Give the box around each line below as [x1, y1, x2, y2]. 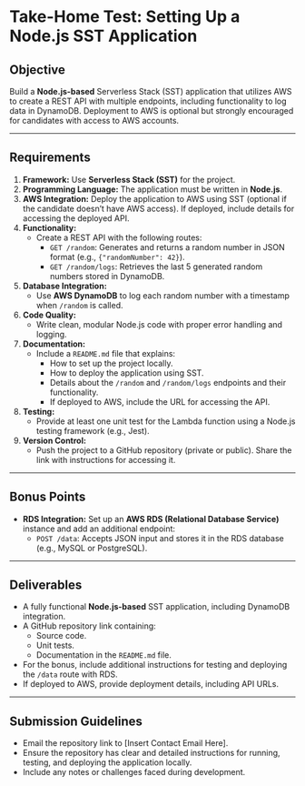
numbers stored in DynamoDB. [49, 270, 165, 281]
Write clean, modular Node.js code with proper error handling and [35, 318, 283, 329]
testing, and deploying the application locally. [22, 757, 192, 768]
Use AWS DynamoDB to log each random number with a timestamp [35, 289, 290, 301]
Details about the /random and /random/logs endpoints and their [49, 377, 287, 388]
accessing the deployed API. [22, 212, 130, 224]
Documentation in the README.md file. [35, 650, 172, 660]
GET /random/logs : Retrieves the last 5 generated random [49, 261, 263, 272]
